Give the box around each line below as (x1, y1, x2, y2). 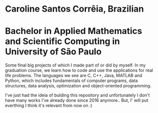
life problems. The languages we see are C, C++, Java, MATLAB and (5, 73, 142, 79)
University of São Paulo (5, 46, 102, 57)
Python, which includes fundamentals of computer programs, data (5, 78, 138, 83)
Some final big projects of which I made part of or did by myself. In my (5, 62, 146, 68)
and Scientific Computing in (5, 36, 120, 47)
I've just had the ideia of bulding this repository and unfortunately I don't (5, 92, 150, 98)
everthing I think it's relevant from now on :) (5, 103, 92, 109)
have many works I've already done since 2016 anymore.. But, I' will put (5, 97, 148, 103)
